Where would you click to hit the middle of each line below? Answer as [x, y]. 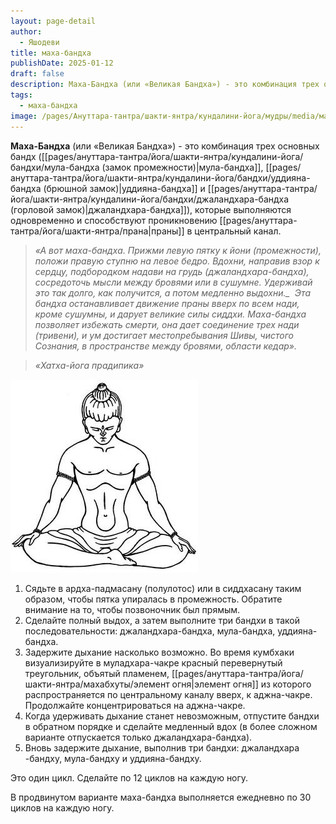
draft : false [37, 74]
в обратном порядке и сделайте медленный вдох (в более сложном [171, 726]
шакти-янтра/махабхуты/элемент [97, 684]
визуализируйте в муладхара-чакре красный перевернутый [153, 662]
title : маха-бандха [51, 53]
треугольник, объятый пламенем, [97, 673]
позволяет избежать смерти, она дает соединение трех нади [167, 324]
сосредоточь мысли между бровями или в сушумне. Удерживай [173, 282]
